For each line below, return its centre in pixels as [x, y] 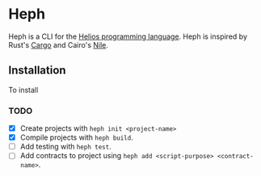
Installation [37, 71]
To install [23, 90]
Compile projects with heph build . [76, 137]
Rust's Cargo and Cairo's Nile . [59, 44]
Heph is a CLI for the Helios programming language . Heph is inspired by [128, 36]
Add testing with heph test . [65, 147]
